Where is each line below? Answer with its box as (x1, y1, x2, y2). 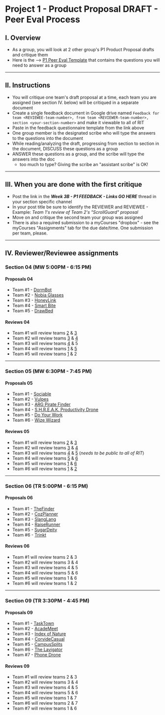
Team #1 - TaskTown (12, 620, 54, 626)
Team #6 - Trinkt (12, 532, 47, 538)
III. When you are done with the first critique (5, 180, 142, 189)
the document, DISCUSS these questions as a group (12, 145, 118, 151)
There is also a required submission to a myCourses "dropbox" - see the (12, 219, 159, 225)
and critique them (12, 52, 48, 58)
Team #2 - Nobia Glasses (12, 292, 64, 298)
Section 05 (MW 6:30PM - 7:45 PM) (5, 368, 92, 375)
